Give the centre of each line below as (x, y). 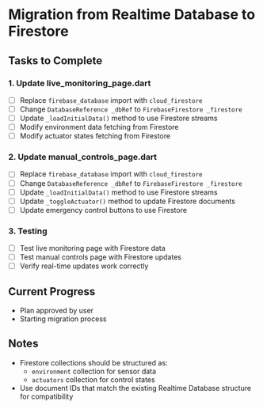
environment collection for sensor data (94, 371)
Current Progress (52, 292)
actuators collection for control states (93, 379)
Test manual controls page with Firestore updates (101, 257)
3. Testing (28, 231)
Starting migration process (63, 319)
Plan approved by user (56, 311)
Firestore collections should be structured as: (93, 362)
